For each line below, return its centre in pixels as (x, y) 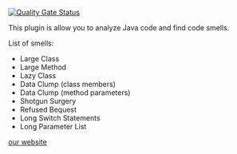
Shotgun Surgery (48, 101)
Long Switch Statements (60, 118)
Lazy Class (38, 75)
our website (28, 142)
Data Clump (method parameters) (75, 93)
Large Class (39, 59)
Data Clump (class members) (67, 84)
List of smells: (31, 43)
